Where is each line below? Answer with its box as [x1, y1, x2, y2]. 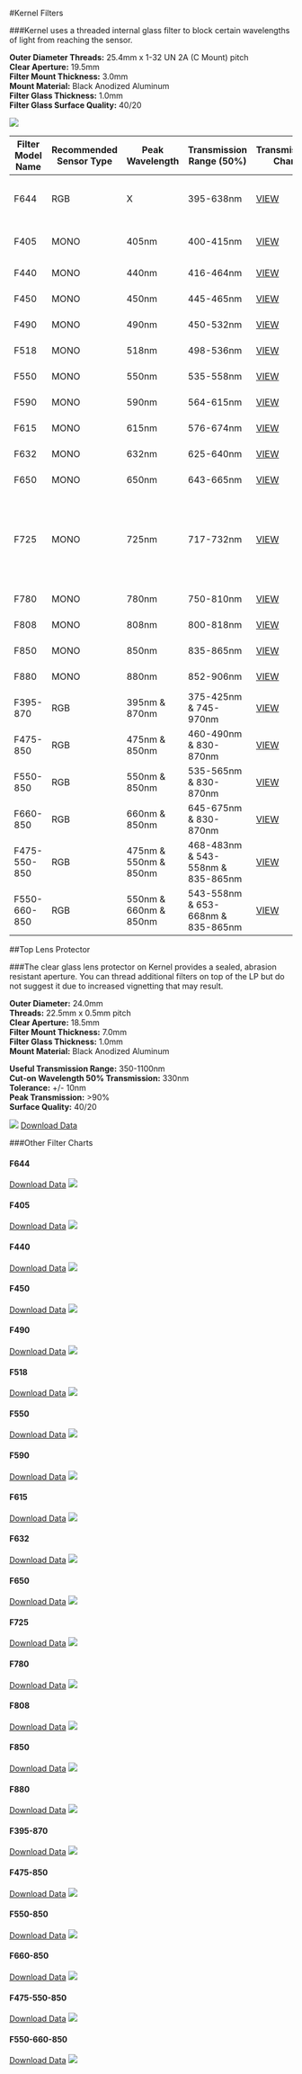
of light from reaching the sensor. [9, 35, 133, 45]
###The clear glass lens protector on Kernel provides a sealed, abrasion [9, 961, 277, 972]
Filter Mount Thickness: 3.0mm [9, 71, 129, 82]
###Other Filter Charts [9, 1138, 93, 1148]
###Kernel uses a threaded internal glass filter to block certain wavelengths [9, 25, 290, 35]
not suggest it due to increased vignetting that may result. [9, 980, 224, 991]
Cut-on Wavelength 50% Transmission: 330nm [9, 1073, 190, 1083]
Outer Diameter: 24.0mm [9, 998, 103, 1008]
